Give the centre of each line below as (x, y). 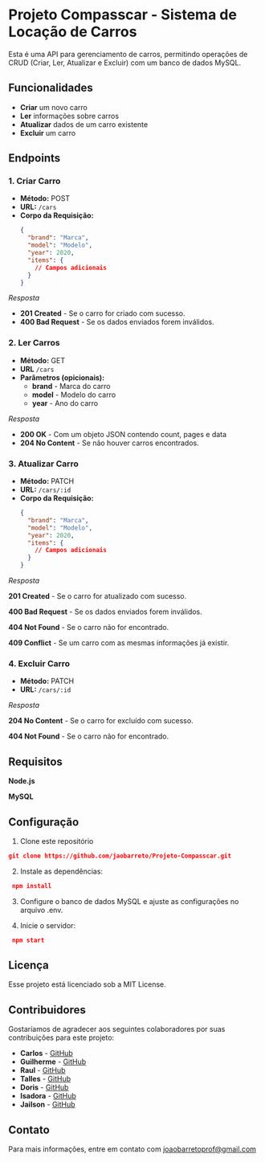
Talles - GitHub (45, 1079)
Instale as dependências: (61, 871)
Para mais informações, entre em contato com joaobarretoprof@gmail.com (132, 1149)
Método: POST (45, 198)
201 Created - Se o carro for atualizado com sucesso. (98, 596)
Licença (29, 965)
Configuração (44, 822)
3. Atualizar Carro (43, 464)
